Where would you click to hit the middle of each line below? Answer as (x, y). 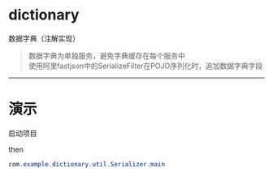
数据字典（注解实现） (44, 38)
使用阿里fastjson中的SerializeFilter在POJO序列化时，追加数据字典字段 (145, 66)
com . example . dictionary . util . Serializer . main (87, 164)
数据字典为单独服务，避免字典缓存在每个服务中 (106, 55)
